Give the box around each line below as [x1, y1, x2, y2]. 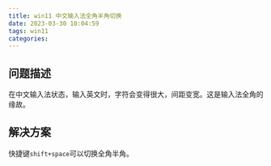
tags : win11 [8, 27, 49, 35]
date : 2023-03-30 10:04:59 [8, 19, 100, 28]
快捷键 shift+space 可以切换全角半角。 [8, 148, 133, 158]
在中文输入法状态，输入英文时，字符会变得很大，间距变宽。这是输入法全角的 [8, 90, 264, 100]
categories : [8, 34, 49, 43]
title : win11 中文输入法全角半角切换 [8, 11, 122, 20]
